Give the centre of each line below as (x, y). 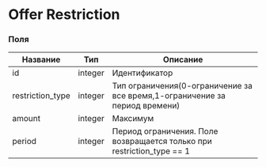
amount (27, 119)
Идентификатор (142, 73)
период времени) (146, 106)
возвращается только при (162, 142)
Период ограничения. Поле (165, 131)
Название (41, 59)
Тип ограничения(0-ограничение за (182, 86)
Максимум (133, 119)
